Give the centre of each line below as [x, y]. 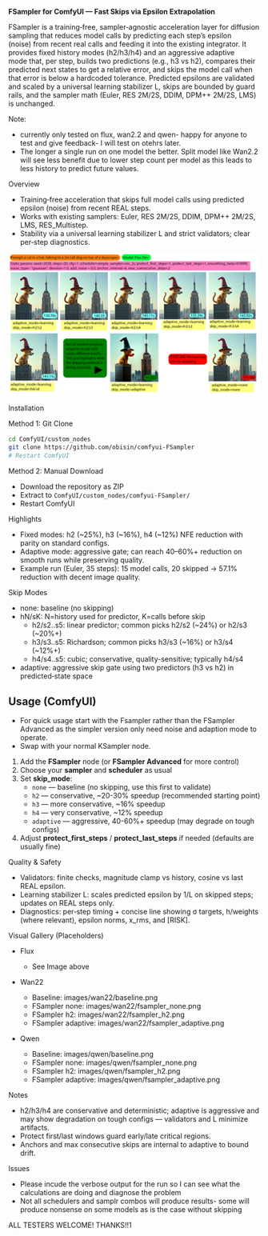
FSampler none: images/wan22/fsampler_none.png [116, 1006]
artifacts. [34, 1127]
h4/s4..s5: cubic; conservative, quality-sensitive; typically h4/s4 [138, 659]
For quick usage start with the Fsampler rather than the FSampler [127, 720]
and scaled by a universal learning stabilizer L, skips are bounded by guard [132, 86]
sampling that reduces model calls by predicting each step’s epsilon [120, 36]
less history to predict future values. [79, 168]
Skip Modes [28, 593]
